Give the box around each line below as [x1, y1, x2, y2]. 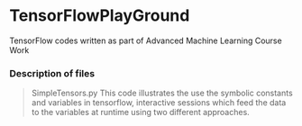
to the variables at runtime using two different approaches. [31, 107, 250, 118]
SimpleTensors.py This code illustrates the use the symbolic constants [31, 87, 293, 99]
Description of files [9, 67, 96, 79]
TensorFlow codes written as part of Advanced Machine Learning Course [9, 35, 282, 46]
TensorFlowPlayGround [9, 5, 190, 26]
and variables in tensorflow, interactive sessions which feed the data [31, 97, 287, 108]
